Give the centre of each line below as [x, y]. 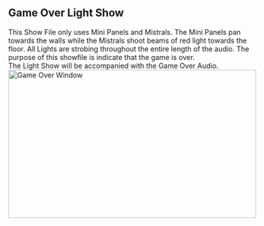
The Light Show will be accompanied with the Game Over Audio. [113, 66]
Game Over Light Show [66, 13]
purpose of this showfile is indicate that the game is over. [102, 57]
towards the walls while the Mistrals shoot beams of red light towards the [128, 40]
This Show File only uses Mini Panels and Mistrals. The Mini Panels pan [125, 32]
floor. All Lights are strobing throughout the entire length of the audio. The [129, 49]
